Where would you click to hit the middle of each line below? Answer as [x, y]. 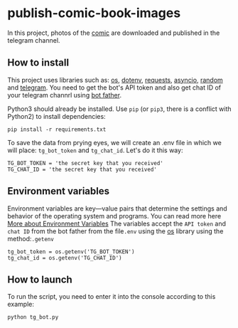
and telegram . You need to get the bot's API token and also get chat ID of [114, 88]
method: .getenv [31, 238]
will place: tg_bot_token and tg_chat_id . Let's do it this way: [95, 150]
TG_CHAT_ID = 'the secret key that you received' [82, 169]
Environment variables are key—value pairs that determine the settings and [117, 208]
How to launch [40, 279]
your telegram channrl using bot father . [65, 95]
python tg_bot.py [33, 317]
